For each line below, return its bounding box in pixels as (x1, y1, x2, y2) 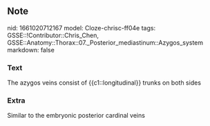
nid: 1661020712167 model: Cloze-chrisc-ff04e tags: (7, 23, 156, 32)
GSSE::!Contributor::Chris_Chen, (7, 31, 99, 39)
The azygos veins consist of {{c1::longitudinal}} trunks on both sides (7, 78, 202, 87)
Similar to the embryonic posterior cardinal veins (7, 112, 145, 120)
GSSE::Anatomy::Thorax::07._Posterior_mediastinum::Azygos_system (7, 38, 204, 47)
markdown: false (7, 45, 55, 54)
